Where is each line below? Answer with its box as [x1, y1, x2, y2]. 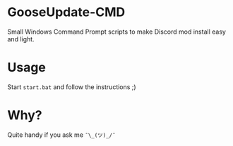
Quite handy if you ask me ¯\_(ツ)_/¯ [7, 131, 116, 139]
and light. [7, 34, 35, 43]
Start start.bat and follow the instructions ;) [7, 82, 136, 91]
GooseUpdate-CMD [7, 4, 126, 20]
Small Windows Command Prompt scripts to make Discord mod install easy [7, 27, 226, 36]
